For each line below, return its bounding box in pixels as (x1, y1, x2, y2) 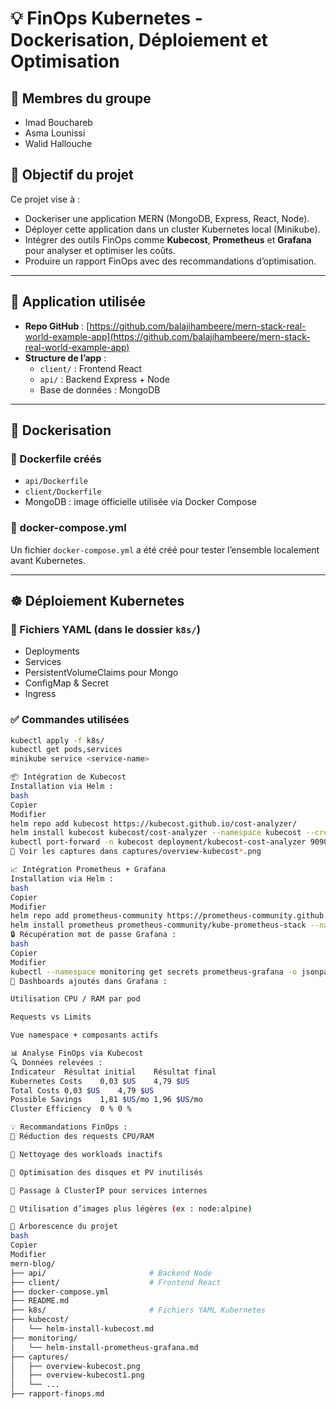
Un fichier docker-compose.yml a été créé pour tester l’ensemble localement (10, 543, 320, 556)
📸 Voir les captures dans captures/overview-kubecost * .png (10, 847, 262, 857)
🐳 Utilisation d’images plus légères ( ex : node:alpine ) (10, 1203, 253, 1214)
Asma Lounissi (24, 127, 86, 139)
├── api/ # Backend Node (10, 1268, 213, 1278)
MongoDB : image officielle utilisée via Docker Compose (24, 496, 257, 508)
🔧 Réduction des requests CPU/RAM (10, 1132, 155, 1142)
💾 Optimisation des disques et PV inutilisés (10, 1167, 203, 1177)
